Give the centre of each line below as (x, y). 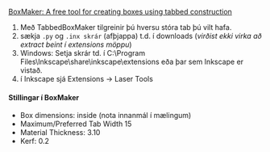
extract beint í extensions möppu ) (76, 44)
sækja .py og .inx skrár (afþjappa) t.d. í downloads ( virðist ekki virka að (141, 36)
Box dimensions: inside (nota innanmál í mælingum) (106, 116)
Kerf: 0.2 (35, 141)
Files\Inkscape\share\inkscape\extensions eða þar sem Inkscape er (132, 61)
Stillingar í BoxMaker (44, 97)
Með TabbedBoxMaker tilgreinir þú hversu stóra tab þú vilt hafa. (126, 27)
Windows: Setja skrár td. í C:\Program (83, 53)
